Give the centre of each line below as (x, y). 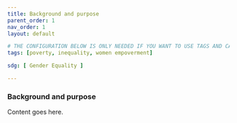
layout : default (31, 34)
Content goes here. (35, 112)
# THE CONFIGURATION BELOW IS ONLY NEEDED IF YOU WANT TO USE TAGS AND (115, 47)
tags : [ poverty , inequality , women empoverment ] (80, 53)
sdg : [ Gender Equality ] (45, 66)
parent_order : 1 (31, 20)
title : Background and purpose (53, 14)
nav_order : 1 (26, 27)
